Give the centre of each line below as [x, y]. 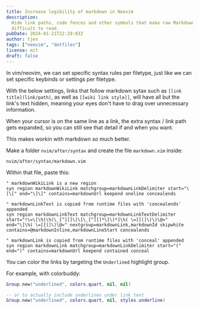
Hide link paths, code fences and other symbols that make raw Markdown [103, 23]
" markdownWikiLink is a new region [51, 183]
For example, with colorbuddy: [44, 273]
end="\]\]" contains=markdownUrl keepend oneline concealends [98, 194]
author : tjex [22, 39]
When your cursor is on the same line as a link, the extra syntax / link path [96, 121]
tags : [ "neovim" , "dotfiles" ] [44, 45]
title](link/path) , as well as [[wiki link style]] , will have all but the [93, 97]
